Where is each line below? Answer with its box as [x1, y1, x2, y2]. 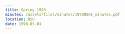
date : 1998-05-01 [5, 21, 42, 26]
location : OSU [5, 16, 35, 21]
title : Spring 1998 [5, 7, 46, 12]
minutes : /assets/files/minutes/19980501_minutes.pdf [5, 12, 120, 17]
